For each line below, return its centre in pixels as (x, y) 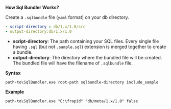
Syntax (13, 73)
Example (15, 92)
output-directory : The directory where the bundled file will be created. (87, 57)
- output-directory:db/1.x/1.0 (39, 31)
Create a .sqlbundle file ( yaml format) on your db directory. (67, 17)
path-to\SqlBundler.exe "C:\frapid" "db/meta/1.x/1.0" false (72, 101)
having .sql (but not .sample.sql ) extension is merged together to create (89, 47)
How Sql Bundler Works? (32, 7)
